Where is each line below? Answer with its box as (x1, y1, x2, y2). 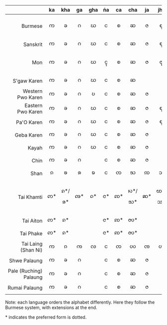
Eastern (24, 102, 43, 109)
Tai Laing (21, 240, 43, 247)
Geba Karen (14, 132, 43, 139)
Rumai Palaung (7, 284, 43, 291)
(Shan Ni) (20, 247, 43, 253)
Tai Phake (19, 230, 43, 237)
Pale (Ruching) (8, 268, 43, 274)
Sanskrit (23, 41, 43, 48)
